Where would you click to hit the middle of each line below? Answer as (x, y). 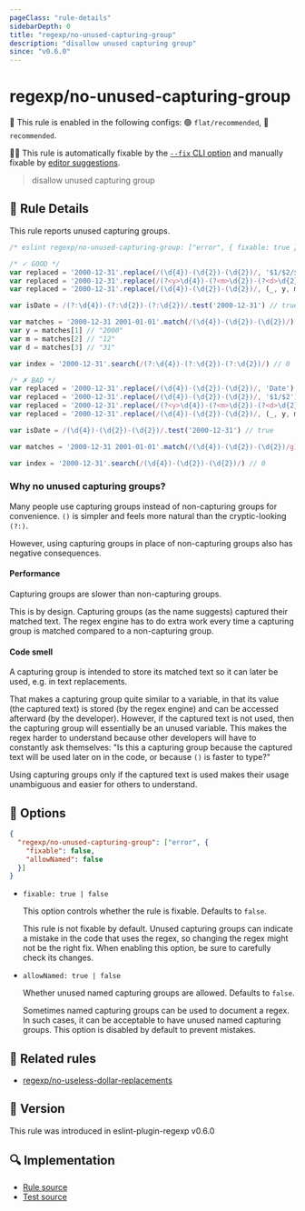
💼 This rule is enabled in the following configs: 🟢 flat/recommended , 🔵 (139, 123)
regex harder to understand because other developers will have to (133, 738)
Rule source (45, 1186)
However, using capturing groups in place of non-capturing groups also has (151, 543)
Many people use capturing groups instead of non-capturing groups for (143, 506)
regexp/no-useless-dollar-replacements (97, 1081)
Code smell (31, 652)
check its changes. (58, 958)
